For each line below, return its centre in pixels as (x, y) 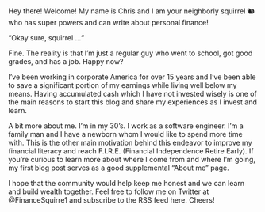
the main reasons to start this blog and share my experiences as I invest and (133, 102)
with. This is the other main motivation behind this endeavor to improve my (130, 142)
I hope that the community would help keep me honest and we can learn (126, 183)
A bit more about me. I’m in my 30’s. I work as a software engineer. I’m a (126, 126)
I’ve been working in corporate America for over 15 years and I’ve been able (132, 77)
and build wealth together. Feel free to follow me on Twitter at (109, 191)
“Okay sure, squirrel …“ (46, 38)
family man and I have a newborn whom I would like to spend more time (126, 134)
